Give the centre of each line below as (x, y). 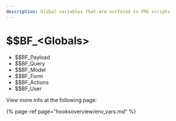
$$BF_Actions (32, 82)
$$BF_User (28, 89)
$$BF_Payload (32, 57)
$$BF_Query (30, 63)
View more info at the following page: (52, 100)
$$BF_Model (30, 70)
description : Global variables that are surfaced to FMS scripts (88, 12)
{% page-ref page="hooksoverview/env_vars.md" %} (71, 111)
